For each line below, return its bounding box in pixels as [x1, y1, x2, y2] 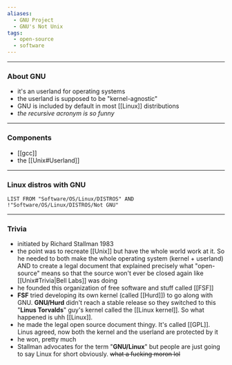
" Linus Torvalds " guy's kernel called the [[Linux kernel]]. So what [17, 306, 205, 315]
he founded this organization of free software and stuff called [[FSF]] [17, 284, 214, 292]
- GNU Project [13, 17, 54, 24]
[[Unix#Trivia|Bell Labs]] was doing [17, 277, 118, 285]
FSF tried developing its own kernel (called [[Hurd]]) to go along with [17, 291, 213, 299]
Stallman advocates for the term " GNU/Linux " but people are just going [17, 343, 221, 351]
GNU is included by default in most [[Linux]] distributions [17, 102, 180, 111]
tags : [7, 29, 23, 37]
